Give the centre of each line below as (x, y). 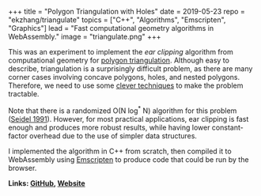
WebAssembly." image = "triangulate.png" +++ (85, 36)
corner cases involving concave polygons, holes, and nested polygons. (124, 77)
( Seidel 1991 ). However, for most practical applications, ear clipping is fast (129, 119)
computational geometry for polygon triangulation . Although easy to (119, 60)
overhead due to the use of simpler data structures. (113, 136)
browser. (23, 168)
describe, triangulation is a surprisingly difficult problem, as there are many (130, 69)
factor (18, 136)
